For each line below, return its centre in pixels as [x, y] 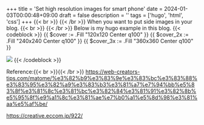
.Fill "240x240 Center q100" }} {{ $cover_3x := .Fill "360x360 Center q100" [100, 41]
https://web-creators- [113, 72]
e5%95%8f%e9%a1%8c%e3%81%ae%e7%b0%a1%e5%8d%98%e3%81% [102, 97]
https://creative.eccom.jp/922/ [45, 116]
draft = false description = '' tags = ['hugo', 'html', [121, 15]
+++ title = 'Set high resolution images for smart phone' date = [84, 9]
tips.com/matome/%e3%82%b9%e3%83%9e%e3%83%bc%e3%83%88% [102, 78]
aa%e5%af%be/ [27, 104]
